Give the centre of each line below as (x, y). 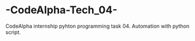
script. (13, 32)
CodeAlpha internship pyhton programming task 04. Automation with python (97, 26)
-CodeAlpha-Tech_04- (61, 10)
